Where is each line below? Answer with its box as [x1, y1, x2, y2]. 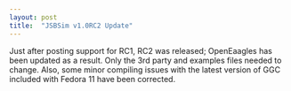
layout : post [9, 12, 58, 22]
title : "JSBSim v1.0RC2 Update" [9, 21, 133, 30]
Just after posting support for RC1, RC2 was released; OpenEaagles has [9, 45, 273, 56]
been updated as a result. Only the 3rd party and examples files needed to [9, 55, 282, 65]
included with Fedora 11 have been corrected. [9, 73, 176, 84]
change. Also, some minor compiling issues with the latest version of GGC [9, 64, 281, 75]
